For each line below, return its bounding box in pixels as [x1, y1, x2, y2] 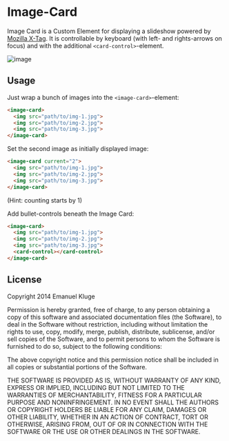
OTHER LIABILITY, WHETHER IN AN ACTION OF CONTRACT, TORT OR [7, 413, 208, 421]
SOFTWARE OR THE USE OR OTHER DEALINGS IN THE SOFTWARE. [7, 427, 201, 435]
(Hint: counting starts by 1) [7, 196, 83, 204]
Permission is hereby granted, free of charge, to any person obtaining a [7, 305, 210, 314]
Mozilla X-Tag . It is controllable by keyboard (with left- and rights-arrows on [7, 34, 223, 42]
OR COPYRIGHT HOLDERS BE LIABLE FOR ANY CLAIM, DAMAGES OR [7, 405, 207, 413]
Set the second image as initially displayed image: [7, 145, 149, 153]
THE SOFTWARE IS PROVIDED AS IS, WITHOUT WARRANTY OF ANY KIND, [7, 376, 221, 384]
